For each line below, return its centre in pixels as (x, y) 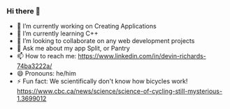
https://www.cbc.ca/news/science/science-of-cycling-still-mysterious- (120, 91)
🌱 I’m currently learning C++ (57, 33)
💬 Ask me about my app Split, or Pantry (73, 49)
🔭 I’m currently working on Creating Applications (86, 26)
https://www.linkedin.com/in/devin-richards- (142, 56)
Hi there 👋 (24, 11)
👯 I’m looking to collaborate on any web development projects (106, 41)
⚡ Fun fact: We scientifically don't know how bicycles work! (102, 81)
